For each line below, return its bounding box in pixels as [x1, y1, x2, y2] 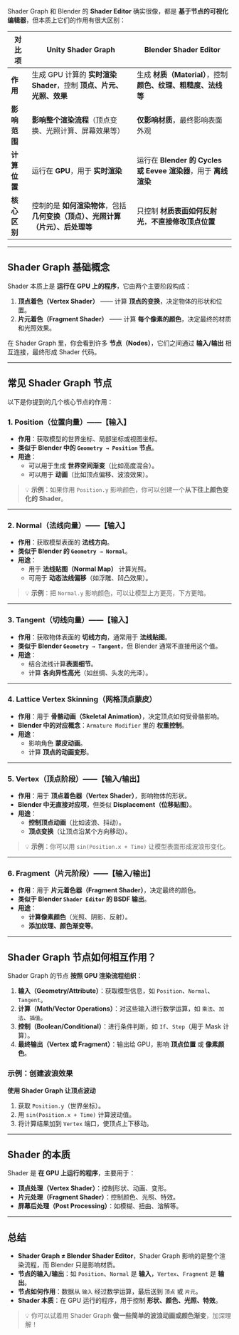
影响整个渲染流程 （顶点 [31, 115, 110, 125]
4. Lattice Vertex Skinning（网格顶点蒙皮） [7, 694, 156, 704]
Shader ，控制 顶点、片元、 [31, 81, 123, 90]
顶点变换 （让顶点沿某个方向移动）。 [28, 827, 132, 836]
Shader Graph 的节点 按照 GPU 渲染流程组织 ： [7, 971, 143, 980]
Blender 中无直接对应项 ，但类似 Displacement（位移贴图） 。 [17, 800, 196, 809]
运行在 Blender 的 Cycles [136, 155, 222, 165]
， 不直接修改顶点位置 [143, 217, 216, 227]
